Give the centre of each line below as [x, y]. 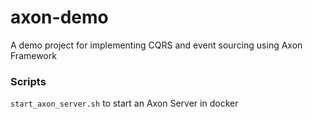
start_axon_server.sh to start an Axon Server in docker [124, 103]
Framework [33, 55]
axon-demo [59, 17]
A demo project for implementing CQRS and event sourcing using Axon [156, 45]
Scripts [28, 81]
